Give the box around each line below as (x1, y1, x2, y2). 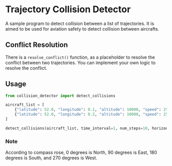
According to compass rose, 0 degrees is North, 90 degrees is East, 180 (5, 149, 157, 156)
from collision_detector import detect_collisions (5, 93, 116, 98)
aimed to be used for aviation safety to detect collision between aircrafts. (5, 25, 160, 32)
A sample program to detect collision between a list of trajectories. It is (5, 20, 155, 26)
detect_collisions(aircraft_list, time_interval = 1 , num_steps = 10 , (5, 126, 150, 131)
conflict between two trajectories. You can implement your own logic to (5, 60, 156, 66)
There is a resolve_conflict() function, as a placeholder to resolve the (5, 54, 155, 60)
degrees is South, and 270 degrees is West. (5, 155, 97, 161)
